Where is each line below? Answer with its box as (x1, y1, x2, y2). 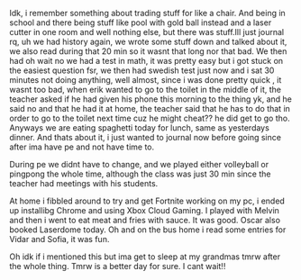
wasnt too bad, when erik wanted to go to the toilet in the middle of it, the (9, 85, 282, 95)
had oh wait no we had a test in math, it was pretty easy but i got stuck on (9, 56, 284, 66)
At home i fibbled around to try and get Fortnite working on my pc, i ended (9, 195, 286, 206)
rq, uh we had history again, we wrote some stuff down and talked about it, (9, 36, 287, 47)
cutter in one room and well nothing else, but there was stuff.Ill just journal (9, 27, 285, 37)
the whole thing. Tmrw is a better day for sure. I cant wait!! (9, 261, 226, 271)
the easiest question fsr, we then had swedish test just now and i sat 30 (9, 65, 275, 76)
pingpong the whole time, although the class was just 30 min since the (9, 168, 271, 179)
